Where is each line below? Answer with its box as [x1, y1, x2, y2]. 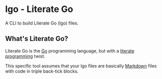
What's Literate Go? [5, 34, 68, 43]
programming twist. [5, 53, 46, 59]
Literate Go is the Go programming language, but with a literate [5, 47, 135, 53]
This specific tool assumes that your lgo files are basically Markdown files [5, 62, 157, 68]
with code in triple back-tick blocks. [5, 68, 79, 74]
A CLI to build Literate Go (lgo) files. [5, 20, 79, 26]
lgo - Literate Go [5, 3, 73, 15]
